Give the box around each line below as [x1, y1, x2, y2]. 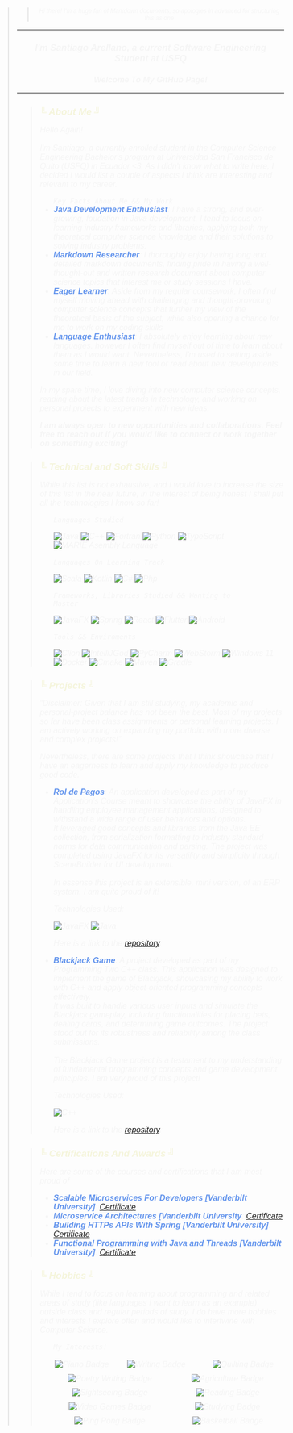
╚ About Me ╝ [39, 106, 101, 117]
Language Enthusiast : [53, 332, 138, 341]
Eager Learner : [53, 286, 110, 296]
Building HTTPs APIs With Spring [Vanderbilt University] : [53, 1220, 271, 1230]
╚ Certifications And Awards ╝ [39, 1147, 175, 1159]
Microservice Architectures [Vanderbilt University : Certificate [53, 1211, 283, 1221]
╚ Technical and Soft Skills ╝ [39, 461, 169, 472]
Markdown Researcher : [53, 249, 142, 260]
